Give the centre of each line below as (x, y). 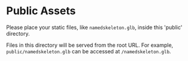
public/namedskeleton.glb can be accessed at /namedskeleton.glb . (89, 51)
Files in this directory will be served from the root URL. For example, (90, 45)
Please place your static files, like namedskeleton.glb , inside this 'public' (94, 27)
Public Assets (41, 11)
